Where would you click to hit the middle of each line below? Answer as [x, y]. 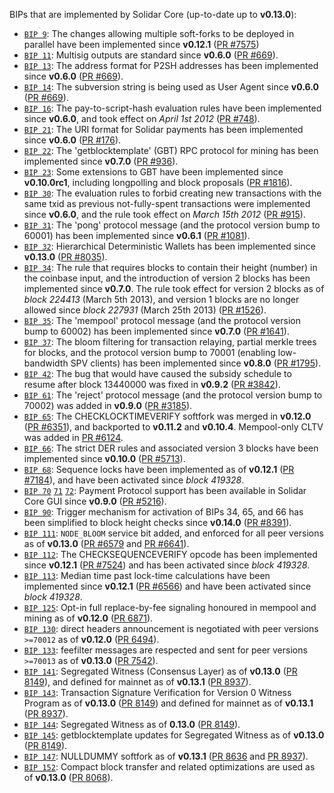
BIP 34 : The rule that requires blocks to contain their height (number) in [170, 267]
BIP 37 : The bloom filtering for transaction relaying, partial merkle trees [170, 342]
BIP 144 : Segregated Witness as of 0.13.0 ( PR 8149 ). [132, 724]
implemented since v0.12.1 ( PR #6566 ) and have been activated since [167, 586]
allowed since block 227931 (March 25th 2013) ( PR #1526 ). [145, 310]
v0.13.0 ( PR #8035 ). [65, 257]
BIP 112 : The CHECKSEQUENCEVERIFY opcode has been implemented [170, 554]
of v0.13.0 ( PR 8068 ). [68, 777]
